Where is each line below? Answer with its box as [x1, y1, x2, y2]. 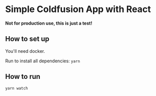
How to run [5, 72, 41, 81]
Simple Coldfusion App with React [5, 4, 151, 15]
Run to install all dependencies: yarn [5, 58, 81, 64]
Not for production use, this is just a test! [5, 20, 93, 26]
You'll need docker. [5, 48, 45, 54]
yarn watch [5, 85, 28, 91]
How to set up [5, 35, 49, 43]
